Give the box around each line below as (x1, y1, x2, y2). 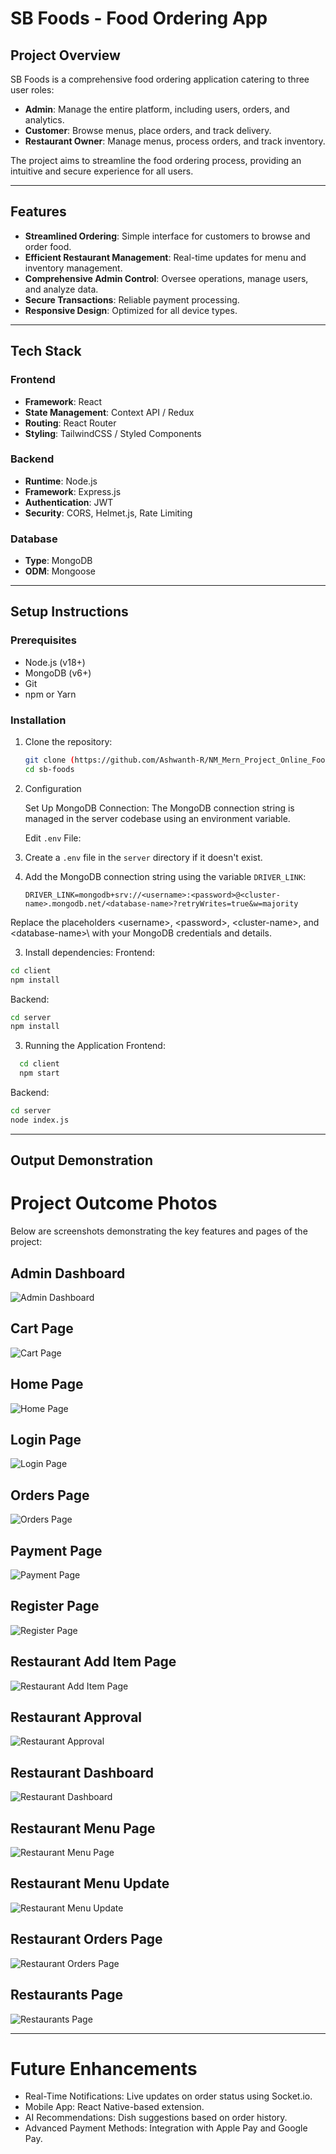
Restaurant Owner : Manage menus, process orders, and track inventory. (24, 135, 326, 147)
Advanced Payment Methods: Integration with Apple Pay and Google (24, 2122, 308, 2134)
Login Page (10, 1431, 82, 1448)
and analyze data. (24, 283, 99, 295)
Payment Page (10, 1542, 103, 1559)
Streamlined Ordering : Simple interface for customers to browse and (24, 230, 311, 242)
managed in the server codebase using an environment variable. (24, 812, 291, 824)
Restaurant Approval (10, 1709, 143, 1726)
